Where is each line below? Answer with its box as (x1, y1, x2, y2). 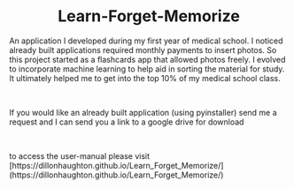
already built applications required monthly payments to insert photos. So (9, 44, 277, 55)
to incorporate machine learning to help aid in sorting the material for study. (9, 64, 285, 74)
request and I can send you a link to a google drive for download (9, 117, 244, 127)
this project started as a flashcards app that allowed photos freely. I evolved (9, 54, 286, 64)
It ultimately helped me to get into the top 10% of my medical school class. (9, 72, 281, 83)
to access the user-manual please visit (9, 150, 151, 161)
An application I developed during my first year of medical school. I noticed (9, 35, 283, 46)
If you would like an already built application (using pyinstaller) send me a (9, 107, 277, 117)
